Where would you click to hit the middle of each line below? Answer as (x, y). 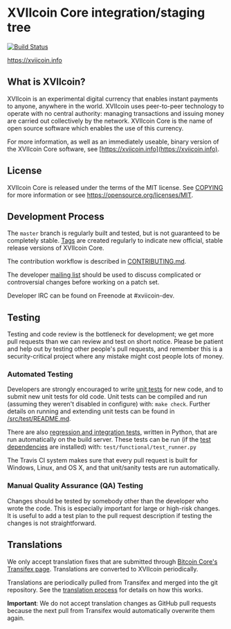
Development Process (56, 216)
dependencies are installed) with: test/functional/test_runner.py (102, 447)
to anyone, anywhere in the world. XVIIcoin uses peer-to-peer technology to (116, 106)
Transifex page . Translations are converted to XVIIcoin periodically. (103, 569)
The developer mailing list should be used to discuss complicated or (104, 275)
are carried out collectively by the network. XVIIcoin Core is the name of (110, 121)
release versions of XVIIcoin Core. (56, 248)
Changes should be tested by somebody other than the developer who (108, 501)
